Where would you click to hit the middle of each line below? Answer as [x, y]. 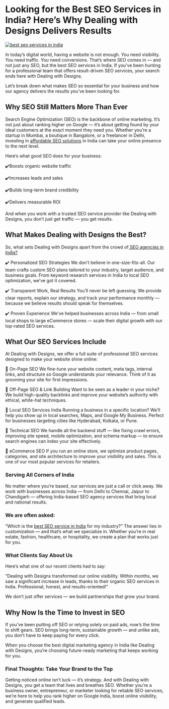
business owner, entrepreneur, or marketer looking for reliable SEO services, [84, 691]
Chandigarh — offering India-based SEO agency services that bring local [81, 496]
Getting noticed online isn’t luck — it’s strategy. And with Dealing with [77, 680]
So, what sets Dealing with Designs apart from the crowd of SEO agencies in [84, 247]
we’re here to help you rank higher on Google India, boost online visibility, [81, 696]
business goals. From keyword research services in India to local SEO [77, 275]
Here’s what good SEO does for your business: [54, 156]
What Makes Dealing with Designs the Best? [76, 235]
